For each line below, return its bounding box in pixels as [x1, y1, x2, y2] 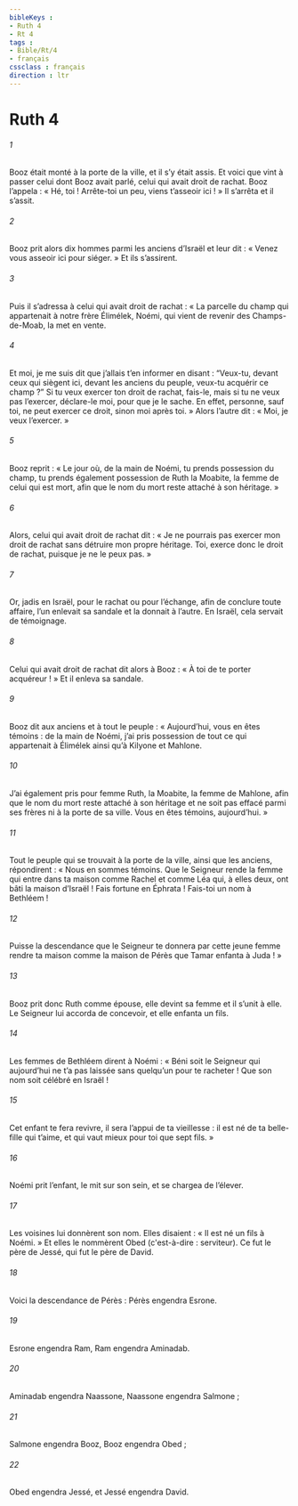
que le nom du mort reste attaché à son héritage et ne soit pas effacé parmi [9, 797, 286, 808]
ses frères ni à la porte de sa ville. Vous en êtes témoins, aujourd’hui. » [9, 807, 269, 818]
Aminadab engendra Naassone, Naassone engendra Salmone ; [9, 1391, 240, 1401]
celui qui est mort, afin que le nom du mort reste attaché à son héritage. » [9, 482, 279, 493]
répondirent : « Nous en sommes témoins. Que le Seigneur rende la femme [9, 865, 284, 875]
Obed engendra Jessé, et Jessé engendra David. [9, 1486, 189, 1497]
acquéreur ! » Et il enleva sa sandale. [9, 673, 144, 684]
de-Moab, [9, 320, 46, 330]
